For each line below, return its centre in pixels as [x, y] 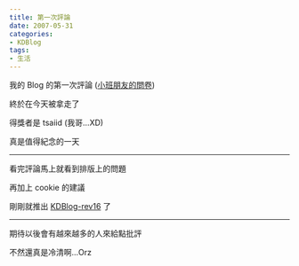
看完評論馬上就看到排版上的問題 [68, 168]
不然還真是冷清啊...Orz [50, 252]
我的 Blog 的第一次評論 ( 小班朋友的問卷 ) [82, 85]
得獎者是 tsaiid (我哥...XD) [57, 122]
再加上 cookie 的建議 [47, 188]
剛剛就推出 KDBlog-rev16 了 [60, 206]
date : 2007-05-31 [41, 26]
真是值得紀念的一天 [44, 141]
